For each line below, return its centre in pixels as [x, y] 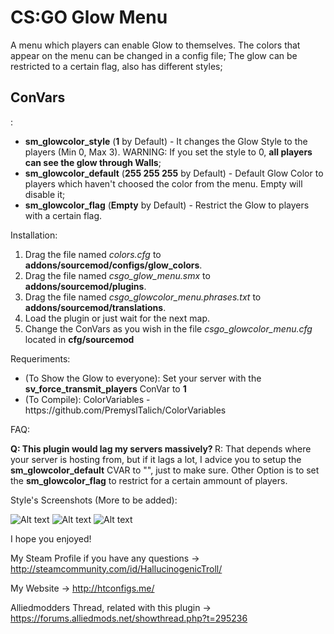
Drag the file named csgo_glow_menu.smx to [117, 275]
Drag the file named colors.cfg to [93, 254]
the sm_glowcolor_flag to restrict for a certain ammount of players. [149, 480]
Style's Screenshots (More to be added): [94, 500]
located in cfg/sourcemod [79, 339]
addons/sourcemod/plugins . [85, 286]
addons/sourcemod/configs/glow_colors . [113, 265]
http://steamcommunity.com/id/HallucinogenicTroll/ [116, 568]
